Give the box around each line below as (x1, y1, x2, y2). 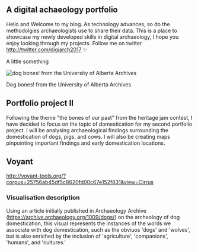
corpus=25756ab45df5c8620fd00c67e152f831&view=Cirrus (6, 179, 154, 186)
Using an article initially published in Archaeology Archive (6, 207, 147, 214)
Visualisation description (6, 194, 80, 202)
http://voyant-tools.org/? (6, 172, 66, 179)
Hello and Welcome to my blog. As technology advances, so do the (6, 20, 170, 27)
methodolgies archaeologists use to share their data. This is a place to (6, 27, 178, 34)
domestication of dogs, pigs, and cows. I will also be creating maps (6, 133, 171, 140)
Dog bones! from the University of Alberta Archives (6, 80, 132, 88)
